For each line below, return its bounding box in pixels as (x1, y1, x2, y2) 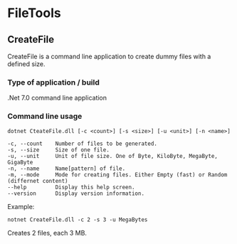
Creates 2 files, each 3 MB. (7, 228, 88, 237)
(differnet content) (7, 177, 69, 184)
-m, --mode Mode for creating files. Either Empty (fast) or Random (7, 171, 228, 179)
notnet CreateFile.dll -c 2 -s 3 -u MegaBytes (7, 216, 148, 223)
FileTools (7, 5, 62, 21)
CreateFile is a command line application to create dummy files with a (7, 52, 211, 60)
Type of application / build (7, 77, 100, 87)
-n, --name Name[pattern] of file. (7, 165, 126, 172)
